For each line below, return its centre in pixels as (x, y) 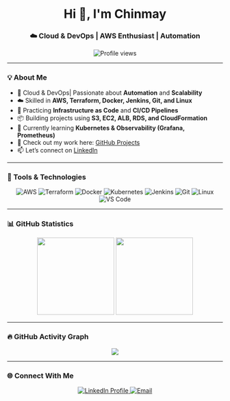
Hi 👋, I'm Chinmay (115, 14)
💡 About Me (27, 78)
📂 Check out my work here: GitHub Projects (78, 142)
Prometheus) (36, 135)
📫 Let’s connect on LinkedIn (57, 150)
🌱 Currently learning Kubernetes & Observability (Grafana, (101, 128)
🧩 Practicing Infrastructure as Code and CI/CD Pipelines (98, 110)
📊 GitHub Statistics (40, 224)
